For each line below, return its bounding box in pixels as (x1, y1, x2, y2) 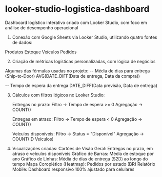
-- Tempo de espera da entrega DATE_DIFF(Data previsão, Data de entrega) (5, 82, 158, 88)
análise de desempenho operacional (5, 24, 78, 30)
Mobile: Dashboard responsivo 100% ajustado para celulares (12, 166, 135, 172)
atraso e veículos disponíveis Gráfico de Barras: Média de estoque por (12, 151, 154, 156)
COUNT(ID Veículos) (12, 136, 54, 142)
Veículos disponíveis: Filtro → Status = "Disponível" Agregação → (12, 131, 144, 136)
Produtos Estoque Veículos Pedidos (5, 49, 77, 55)
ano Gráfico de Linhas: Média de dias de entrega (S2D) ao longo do (12, 155, 148, 162)
